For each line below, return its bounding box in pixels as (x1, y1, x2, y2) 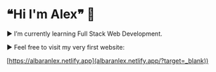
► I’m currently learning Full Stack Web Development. (6, 29, 163, 38)
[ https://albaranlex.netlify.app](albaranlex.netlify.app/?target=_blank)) (6, 56, 209, 65)
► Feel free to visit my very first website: (6, 43, 125, 51)
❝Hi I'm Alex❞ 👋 (6, 6, 96, 22)
